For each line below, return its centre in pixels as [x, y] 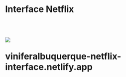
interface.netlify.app [49, 67]
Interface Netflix [40, 9]
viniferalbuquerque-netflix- [63, 56]
